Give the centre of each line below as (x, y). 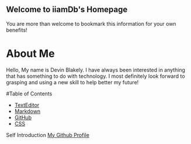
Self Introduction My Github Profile (48, 135)
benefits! (17, 30)
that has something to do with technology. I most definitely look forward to (95, 76)
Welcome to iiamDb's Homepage (67, 10)
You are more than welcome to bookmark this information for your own (91, 23)
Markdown (27, 111)
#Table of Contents (29, 94)
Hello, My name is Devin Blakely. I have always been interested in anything (96, 70)
